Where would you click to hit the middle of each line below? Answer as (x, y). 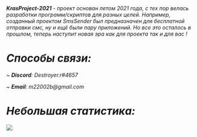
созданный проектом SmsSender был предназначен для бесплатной (95, 21)
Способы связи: (49, 58)
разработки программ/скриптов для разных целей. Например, (89, 14)
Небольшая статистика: (71, 111)
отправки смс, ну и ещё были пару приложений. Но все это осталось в (99, 27)
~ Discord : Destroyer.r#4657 (42, 75)
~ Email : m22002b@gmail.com (45, 86)
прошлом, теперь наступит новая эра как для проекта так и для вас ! (97, 34)
